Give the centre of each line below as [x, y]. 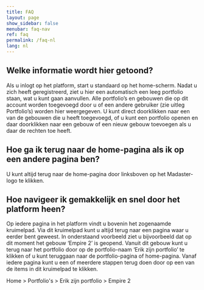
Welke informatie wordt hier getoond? [80, 71]
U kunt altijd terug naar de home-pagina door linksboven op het [86, 174]
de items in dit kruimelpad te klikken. [52, 269]
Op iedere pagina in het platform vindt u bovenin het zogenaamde [89, 224]
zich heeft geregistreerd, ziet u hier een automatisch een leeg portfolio [95, 91]
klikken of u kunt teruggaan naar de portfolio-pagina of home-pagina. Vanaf [101, 256]
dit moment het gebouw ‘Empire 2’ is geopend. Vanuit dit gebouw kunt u [97, 243]
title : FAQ [20, 12]
